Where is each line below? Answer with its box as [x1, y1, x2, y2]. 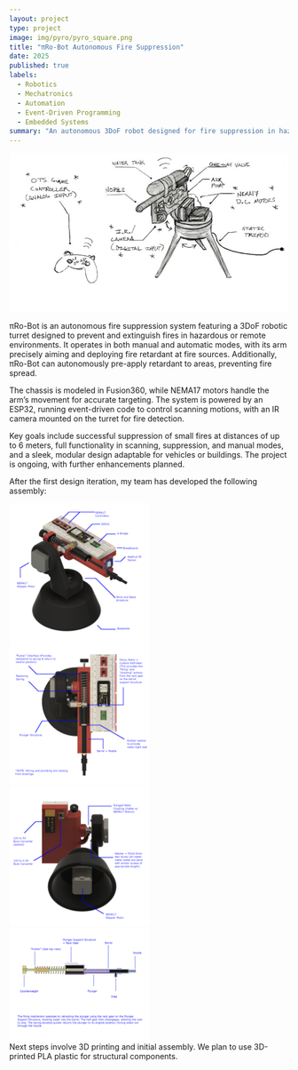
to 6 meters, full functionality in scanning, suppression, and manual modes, [9, 440, 284, 451]
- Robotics [17, 80, 58, 89]
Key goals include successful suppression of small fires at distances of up [9, 431, 280, 442]
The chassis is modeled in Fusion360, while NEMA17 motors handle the [9, 385, 270, 395]
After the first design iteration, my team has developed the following [9, 476, 258, 487]
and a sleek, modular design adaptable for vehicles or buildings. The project [9, 450, 287, 460]
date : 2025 [9, 52, 50, 61]
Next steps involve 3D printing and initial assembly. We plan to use [9, 1041, 253, 1052]
